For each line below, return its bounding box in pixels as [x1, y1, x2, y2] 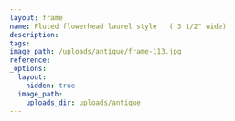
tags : [9, 38, 30, 48]
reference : [9, 55, 51, 65]
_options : [9, 65, 48, 74]
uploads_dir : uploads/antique [26, 97, 142, 107]
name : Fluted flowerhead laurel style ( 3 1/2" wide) [9, 22, 227, 31]
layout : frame [9, 13, 64, 23]
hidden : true [26, 81, 76, 90]
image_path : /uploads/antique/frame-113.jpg [9, 47, 182, 56]
